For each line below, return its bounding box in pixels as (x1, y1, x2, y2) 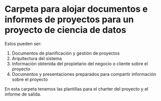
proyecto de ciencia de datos (4, 25, 127, 35)
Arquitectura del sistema (11, 55, 62, 61)
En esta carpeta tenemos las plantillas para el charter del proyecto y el (4, 86, 149, 92)
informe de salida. (4, 91, 42, 97)
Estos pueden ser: (4, 40, 42, 46)
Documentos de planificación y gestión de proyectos (11, 50, 120, 56)
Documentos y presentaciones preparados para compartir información (11, 71, 157, 77)
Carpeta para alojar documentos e (4, 3, 148, 15)
